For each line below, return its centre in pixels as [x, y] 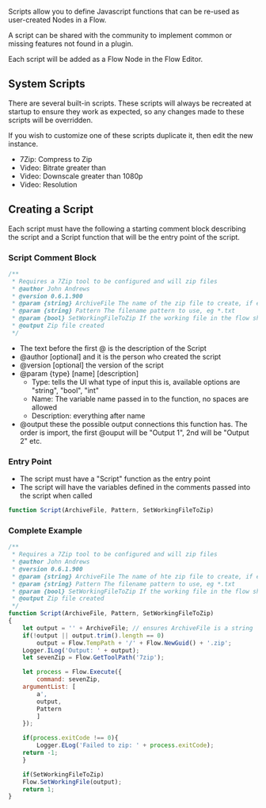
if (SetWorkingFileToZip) [63, 774]
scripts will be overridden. [51, 120]
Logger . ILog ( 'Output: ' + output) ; [81, 650]
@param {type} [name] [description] [79, 373]
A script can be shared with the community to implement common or [120, 35]
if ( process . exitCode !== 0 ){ [70, 738]
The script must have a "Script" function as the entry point [115, 479]
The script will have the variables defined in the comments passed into [135, 487]
